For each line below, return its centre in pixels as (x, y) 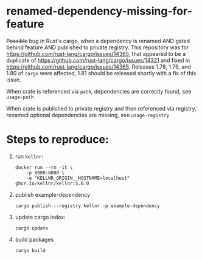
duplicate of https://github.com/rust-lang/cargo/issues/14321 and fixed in (98, 60)
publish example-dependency (53, 194)
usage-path (20, 97)
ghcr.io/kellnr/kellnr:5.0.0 (52, 183)
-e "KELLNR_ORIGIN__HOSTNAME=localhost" (78, 178)
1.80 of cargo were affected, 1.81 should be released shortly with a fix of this (101, 73)
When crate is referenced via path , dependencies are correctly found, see (99, 91)
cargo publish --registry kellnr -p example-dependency (87, 206)
